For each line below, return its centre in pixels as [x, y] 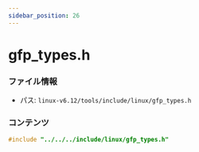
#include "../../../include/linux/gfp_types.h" [89, 140]
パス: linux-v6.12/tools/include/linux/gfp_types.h [105, 100]
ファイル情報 [33, 81]
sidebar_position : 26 [44, 16]
